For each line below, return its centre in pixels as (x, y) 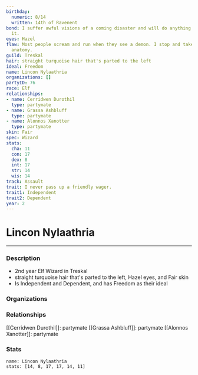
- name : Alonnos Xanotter (38, 121)
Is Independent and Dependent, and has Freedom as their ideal (91, 284)
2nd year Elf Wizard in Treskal (51, 271)
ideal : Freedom (25, 66)
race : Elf (18, 88)
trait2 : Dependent (29, 198)
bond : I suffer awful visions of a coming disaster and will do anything (99, 28)
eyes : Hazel (21, 39)
